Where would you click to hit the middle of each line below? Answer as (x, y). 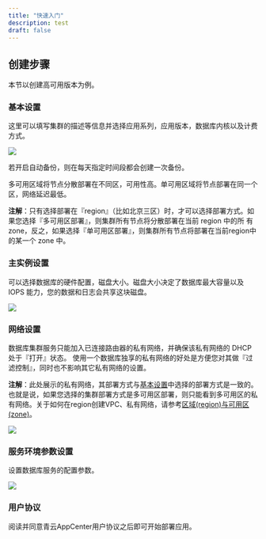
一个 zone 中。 (46, 241)
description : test (38, 23)
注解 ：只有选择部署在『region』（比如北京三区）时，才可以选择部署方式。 (128, 211)
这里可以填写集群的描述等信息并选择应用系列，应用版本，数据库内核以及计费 (133, 126)
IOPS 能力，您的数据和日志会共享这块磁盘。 (80, 292)
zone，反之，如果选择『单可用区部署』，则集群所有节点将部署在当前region (129, 231)
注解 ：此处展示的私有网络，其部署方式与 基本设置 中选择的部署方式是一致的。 (133, 385)
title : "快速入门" (36, 15)
